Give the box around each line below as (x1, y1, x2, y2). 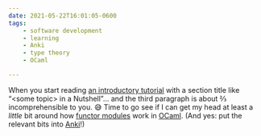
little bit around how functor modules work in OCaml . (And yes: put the (8, 110, 242, 120)
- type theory (23, 49, 70, 57)
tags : (8, 19, 27, 27)
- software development (23, 26, 103, 34)
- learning (23, 34, 60, 42)
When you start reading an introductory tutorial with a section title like (8, 85, 240, 94)
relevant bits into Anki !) (8, 119, 85, 129)
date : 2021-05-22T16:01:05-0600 (8, 11, 117, 20)
